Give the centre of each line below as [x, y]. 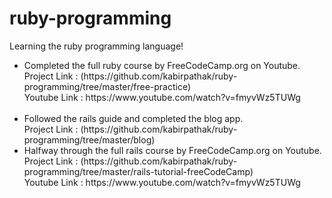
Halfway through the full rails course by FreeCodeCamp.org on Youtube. [172, 150]
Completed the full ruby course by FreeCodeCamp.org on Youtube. [162, 65]
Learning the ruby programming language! [96, 46]
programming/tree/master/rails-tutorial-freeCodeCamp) [138, 171]
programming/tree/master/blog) [89, 139]
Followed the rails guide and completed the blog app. [133, 118]
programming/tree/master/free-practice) [107, 86]
